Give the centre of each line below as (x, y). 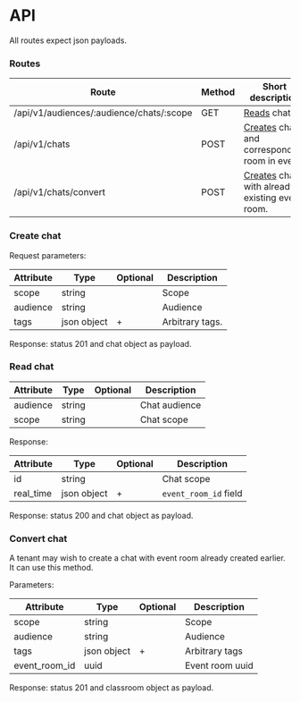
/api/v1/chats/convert (59, 192)
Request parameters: (48, 255)
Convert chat (38, 538)
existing (260, 198)
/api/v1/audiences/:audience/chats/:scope (103, 113)
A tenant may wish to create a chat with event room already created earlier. (147, 558)
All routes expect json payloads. (68, 40)
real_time (33, 493)
